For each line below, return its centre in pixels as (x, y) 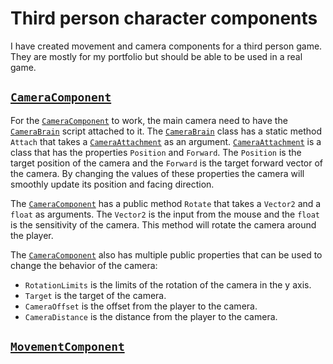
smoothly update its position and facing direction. (112, 184)
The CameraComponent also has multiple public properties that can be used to (166, 254)
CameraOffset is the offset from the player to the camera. (141, 306)
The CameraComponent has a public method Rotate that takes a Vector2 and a (166, 203)
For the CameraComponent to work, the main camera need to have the (149, 120)
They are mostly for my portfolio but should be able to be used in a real (156, 56)
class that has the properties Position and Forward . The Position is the (156, 152)
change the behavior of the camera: (84, 265)
